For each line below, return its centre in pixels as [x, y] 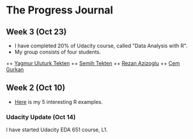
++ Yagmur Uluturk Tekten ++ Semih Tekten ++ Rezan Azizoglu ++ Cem [93, 63]
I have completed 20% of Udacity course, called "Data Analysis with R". [101, 46]
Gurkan [15, 69]
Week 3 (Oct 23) [37, 32]
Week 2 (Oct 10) [36, 88]
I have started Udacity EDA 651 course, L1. [57, 130]
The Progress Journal [60, 10]
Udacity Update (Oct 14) [41, 117]
